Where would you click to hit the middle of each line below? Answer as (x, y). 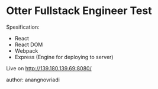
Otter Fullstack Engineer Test (79, 11)
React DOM (29, 44)
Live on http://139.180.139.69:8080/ (49, 68)
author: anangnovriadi (33, 80)
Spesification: (23, 27)
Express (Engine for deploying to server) (64, 57)
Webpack (26, 50)
